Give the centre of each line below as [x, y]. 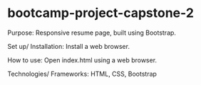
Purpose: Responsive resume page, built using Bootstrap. [92, 33]
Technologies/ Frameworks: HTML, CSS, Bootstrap [82, 74]
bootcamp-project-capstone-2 [101, 13]
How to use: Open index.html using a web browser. [82, 60]
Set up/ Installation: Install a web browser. [69, 46]
